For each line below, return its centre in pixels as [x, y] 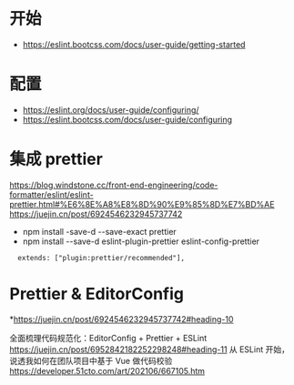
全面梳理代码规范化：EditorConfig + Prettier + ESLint [108, 338]
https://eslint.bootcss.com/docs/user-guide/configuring [127, 119]
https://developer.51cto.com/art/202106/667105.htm [107, 370]
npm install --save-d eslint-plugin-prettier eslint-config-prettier [141, 241]
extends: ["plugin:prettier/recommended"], [101, 258]
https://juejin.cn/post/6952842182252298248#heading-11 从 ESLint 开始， [149, 349]
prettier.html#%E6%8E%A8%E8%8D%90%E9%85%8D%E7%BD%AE [142, 204]
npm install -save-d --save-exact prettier [100, 231]
